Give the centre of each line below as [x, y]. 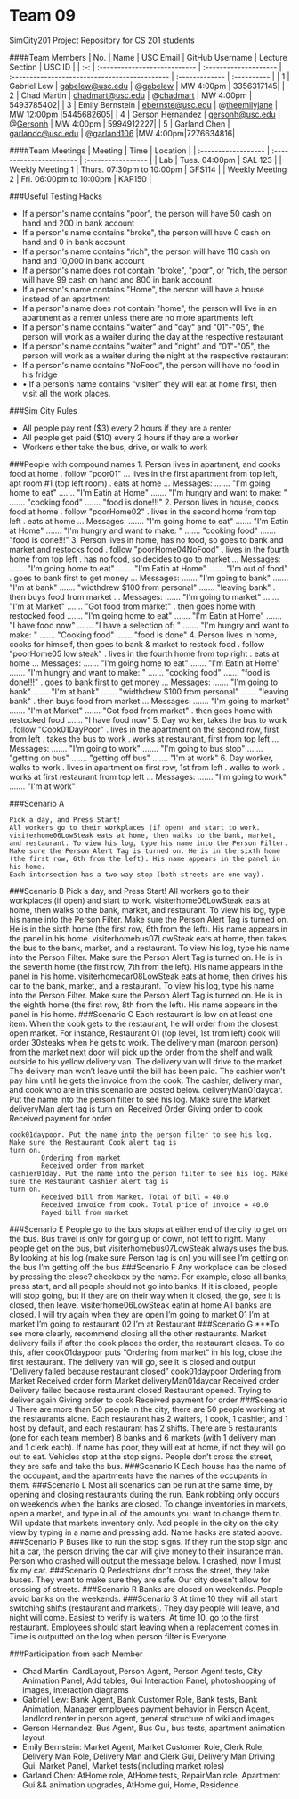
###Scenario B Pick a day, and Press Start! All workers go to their [129, 891]
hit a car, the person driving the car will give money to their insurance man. [146, 1551]
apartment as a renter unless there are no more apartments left [137, 317]
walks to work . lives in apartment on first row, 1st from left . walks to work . [147, 767]
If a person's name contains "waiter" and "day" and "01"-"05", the [143, 327]
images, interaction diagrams [75, 1689]
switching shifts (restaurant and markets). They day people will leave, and [145, 1608]
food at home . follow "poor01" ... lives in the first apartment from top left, [144, 473]
